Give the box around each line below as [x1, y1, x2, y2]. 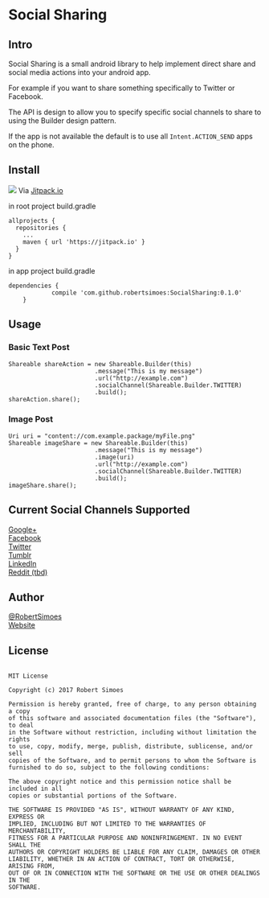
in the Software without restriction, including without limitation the [8, 728, 257, 737]
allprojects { [8, 216, 56, 224]
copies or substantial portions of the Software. [8, 792, 178, 800]
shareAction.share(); [8, 395, 81, 403]
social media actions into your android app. [8, 68, 151, 77]
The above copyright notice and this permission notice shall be [8, 778, 231, 786]
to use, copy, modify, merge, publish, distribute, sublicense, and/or [8, 743, 253, 751]
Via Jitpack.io [18, 185, 63, 195]
